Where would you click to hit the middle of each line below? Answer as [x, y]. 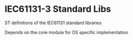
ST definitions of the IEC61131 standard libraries [53, 23]
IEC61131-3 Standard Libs [58, 9]
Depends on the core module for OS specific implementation [66, 32]
